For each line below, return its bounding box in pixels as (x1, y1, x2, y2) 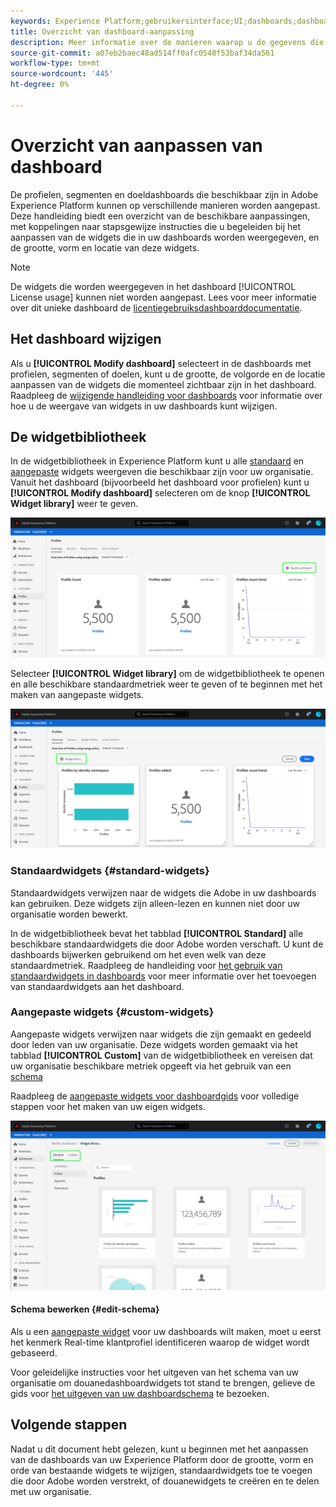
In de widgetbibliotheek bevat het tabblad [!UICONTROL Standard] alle (10, 927, 304, 939)
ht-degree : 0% (10, 80, 70, 90)
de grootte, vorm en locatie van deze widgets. (10, 241, 200, 254)
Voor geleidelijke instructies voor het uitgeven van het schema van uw (10, 1366, 300, 1378)
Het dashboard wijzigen (10, 331, 162, 348)
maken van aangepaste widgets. (10, 688, 145, 700)
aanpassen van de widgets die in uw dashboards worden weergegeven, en (10, 231, 320, 243)
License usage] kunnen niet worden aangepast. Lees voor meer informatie (10, 291, 317, 303)
